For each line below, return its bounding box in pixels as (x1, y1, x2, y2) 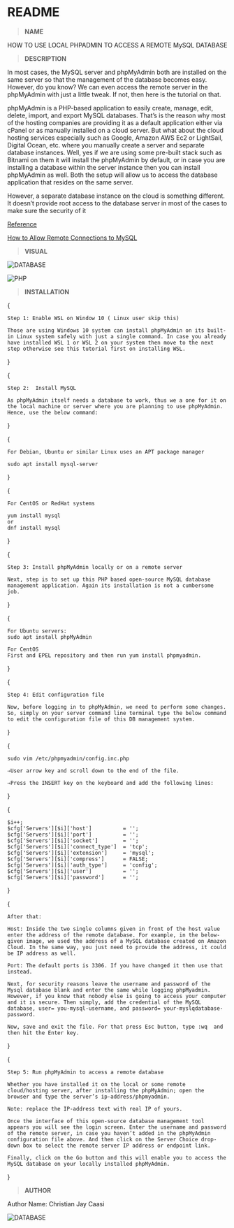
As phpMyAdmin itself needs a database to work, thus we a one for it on (7, 396, 227, 404)
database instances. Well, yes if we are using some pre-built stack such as (7, 148, 222, 157)
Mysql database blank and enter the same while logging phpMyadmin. (7, 986, 211, 993)
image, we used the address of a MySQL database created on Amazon (25, 937, 227, 944)
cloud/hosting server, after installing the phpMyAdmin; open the (7, 1087, 205, 1094)
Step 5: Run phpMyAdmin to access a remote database (7, 1069, 164, 1076)
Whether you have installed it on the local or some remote (7, 1081, 187, 1088)
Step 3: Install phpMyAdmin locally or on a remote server (7, 563, 183, 570)
